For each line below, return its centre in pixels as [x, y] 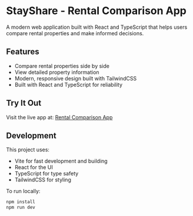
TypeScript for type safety [46, 174]
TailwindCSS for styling [43, 180]
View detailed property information [57, 72]
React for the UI [34, 167]
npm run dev [21, 207]
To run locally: [23, 191]
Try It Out [24, 103]
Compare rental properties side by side [62, 66]
